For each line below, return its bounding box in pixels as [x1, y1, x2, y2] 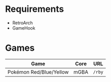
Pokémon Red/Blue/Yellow [7, 68, 69, 75]
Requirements [5, 3, 64, 15]
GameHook [12, 25, 36, 31]
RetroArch [12, 20, 33, 26]
